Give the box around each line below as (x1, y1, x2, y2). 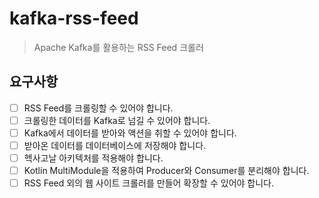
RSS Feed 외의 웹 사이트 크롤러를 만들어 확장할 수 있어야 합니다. (23, 177, 275, 189)
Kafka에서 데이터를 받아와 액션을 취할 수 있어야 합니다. (23, 127, 237, 139)
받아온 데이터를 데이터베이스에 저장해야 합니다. (23, 139, 207, 151)
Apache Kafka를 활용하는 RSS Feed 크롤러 (33, 41, 204, 53)
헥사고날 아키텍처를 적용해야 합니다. (23, 152, 164, 164)
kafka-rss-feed (9, 7, 139, 30)
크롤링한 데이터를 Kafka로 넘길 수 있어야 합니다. (23, 114, 211, 126)
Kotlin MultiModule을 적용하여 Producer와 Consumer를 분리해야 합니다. (23, 165, 310, 177)
